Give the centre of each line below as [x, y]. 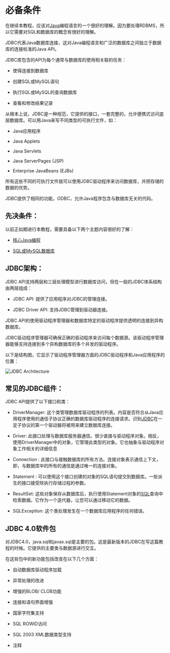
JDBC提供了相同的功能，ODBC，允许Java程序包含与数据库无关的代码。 [80, 198]
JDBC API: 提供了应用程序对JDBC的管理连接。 [61, 299]
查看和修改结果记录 [33, 103]
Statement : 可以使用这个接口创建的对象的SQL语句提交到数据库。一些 [85, 477]
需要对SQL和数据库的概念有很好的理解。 [56, 32]
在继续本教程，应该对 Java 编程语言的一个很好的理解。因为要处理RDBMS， [83, 25]
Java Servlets [27, 151]
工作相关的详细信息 [37, 449]
